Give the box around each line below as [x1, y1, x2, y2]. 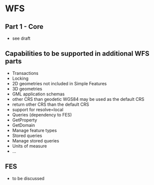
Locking [12, 75, 29, 81]
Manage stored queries [12, 138, 60, 143]
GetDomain [12, 122, 35, 128]
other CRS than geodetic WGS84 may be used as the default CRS [12, 96, 145, 102]
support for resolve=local [12, 106, 64, 113]
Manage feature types [12, 127, 57, 133]
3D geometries [12, 86, 43, 92]
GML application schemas [12, 91, 65, 97]
